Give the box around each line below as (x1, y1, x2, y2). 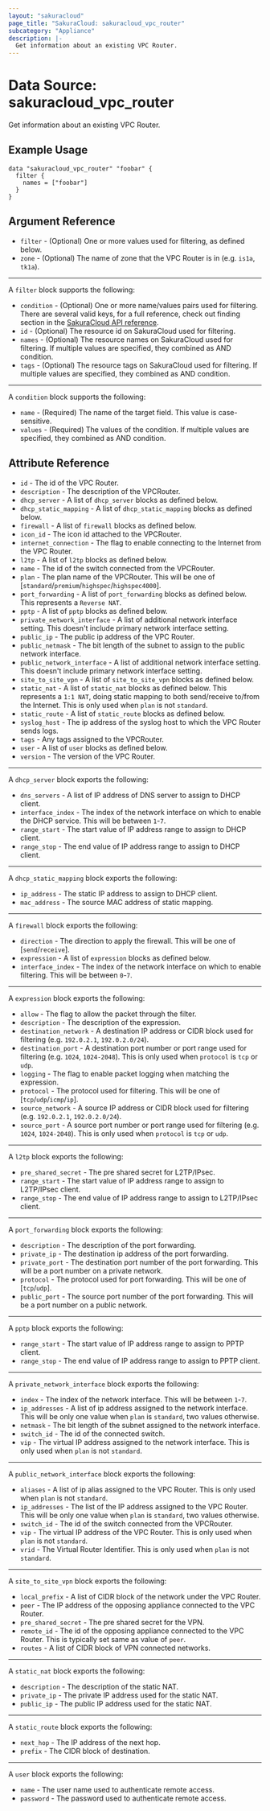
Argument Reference (8, 215, 116, 228)
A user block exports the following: (8, 1769, 124, 1779)
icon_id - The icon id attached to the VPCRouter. (19, 529, 182, 539)
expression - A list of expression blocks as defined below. (19, 953, 211, 962)
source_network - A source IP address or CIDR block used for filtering (19, 1103, 249, 1113)
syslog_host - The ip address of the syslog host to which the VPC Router (19, 717, 261, 726)
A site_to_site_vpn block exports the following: (8, 1576, 167, 1586)
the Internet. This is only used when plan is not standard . (19, 700, 208, 710)
